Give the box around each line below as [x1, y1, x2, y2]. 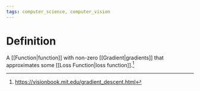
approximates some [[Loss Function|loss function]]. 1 [6, 60, 135, 68]
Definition [6, 34, 57, 48]
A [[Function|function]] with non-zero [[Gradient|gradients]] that [6, 54, 164, 61]
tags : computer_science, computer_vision [6, 8, 111, 15]
